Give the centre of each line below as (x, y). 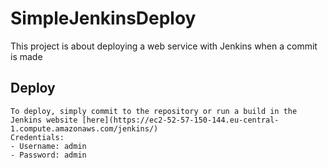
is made (26, 56)
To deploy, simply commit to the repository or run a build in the (154, 111)
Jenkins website (44, 120)
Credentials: (37, 137)
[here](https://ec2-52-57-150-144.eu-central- (180, 120)
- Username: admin (48, 146)
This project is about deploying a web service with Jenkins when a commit (164, 46)
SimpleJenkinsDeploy (103, 18)
